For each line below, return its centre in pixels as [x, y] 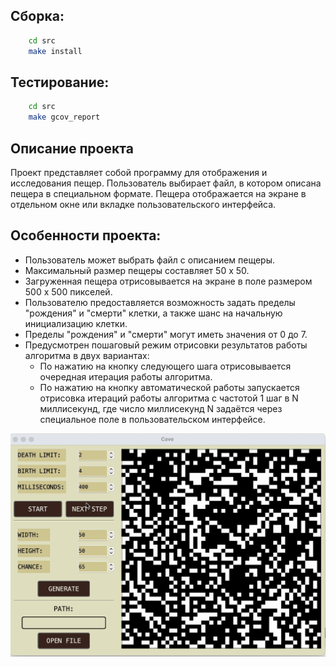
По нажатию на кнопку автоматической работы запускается [169, 387]
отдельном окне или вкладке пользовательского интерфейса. [143, 204]
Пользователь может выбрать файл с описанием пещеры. [150, 260]
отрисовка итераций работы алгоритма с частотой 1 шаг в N [169, 398]
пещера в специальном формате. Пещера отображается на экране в [158, 193]
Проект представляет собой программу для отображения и [139, 172]
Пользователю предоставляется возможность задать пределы [160, 302]
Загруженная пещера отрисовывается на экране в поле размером [168, 281]
